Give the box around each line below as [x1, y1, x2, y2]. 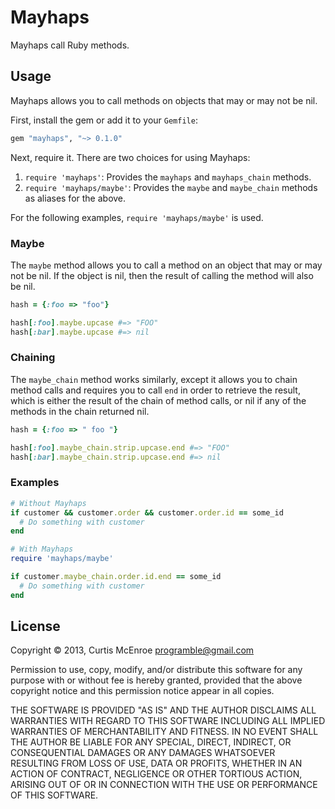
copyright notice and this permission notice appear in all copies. [10, 685, 275, 697]
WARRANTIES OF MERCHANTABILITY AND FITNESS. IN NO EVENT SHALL [10, 726, 319, 738]
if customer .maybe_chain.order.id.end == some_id [10, 572, 222, 582]
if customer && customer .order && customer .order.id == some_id [10, 507, 284, 518]
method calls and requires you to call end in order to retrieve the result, [10, 384, 301, 396]
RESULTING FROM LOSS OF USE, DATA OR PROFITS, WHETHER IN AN [10, 757, 303, 770]
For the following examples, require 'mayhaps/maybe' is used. [10, 211, 264, 223]
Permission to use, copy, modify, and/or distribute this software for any [10, 664, 303, 676]
